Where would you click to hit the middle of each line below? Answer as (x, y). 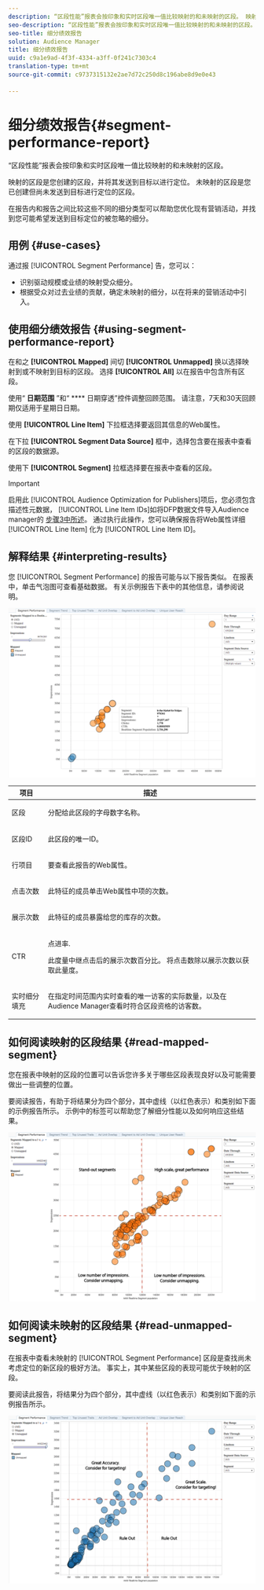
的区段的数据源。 (36, 451)
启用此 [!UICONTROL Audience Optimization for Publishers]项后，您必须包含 (132, 500)
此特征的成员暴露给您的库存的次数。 (106, 917)
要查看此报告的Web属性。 (90, 865)
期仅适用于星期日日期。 (46, 408)
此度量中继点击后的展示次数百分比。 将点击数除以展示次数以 (145, 960)
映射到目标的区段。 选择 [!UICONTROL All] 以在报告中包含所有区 (140, 372)
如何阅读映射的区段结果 (65, 1042)
